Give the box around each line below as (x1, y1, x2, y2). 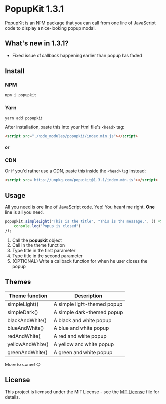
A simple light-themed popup (53, 300, 123, 307)
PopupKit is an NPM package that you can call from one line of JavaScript (5, 20, 156, 26)
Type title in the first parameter (12, 247, 76, 253)
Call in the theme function (12, 242, 65, 248)
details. (5, 394, 20, 400)
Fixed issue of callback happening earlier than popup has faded (12, 52, 142, 58)
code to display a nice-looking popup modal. (5, 25, 96, 31)
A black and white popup (53, 317, 112, 323)
